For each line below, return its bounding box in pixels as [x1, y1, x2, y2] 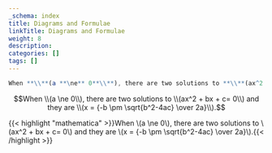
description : [8, 42, 53, 50]
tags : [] [8, 57, 38, 66]
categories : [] [8, 49, 60, 57]
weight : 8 [8, 34, 42, 43]
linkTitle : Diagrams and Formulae [8, 27, 126, 35]
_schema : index [8, 11, 60, 20]
